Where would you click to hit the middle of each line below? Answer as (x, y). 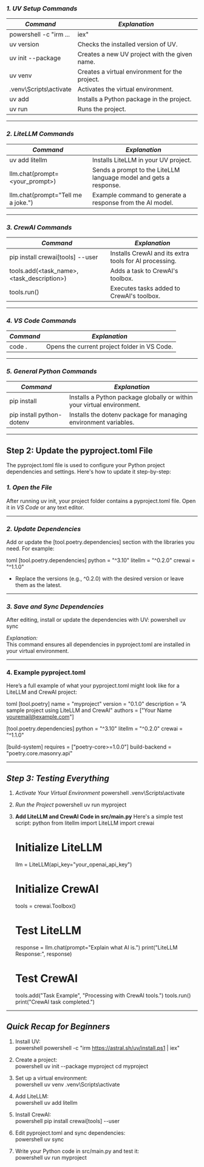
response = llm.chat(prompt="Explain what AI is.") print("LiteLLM (96, 948)
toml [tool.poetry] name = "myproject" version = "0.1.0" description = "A (96, 704)
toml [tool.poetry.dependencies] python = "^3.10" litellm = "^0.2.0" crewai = (101, 560)
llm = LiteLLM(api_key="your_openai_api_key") (73, 865)
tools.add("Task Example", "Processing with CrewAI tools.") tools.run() (103, 996)
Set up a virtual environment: (51, 1078)
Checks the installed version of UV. (127, 44)
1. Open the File (29, 487)
